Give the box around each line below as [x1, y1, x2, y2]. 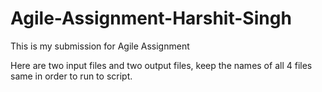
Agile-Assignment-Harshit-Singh [10, 7, 292, 30]
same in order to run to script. [10, 70, 133, 82]
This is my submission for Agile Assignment [10, 40, 190, 52]
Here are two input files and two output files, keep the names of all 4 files [10, 59, 313, 71]
